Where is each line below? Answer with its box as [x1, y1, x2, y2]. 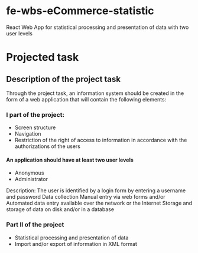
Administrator [14, 176, 48, 183]
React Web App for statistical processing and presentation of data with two [6, 24, 189, 31]
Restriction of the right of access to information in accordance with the [14, 137, 187, 144]
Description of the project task [6, 74, 121, 84]
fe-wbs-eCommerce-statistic [6, 4, 155, 18]
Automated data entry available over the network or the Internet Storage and [6, 199, 193, 207]
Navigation [14, 130, 41, 137]
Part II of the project [6, 221, 64, 229]
